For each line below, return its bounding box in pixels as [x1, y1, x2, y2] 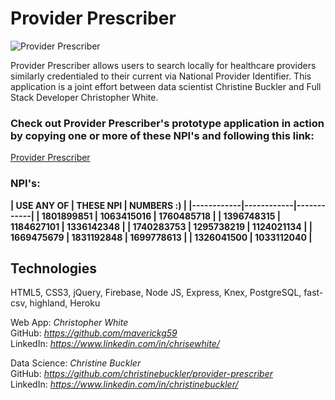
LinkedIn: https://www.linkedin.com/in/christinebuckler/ [10, 378, 239, 391]
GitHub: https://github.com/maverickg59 [10, 327, 178, 339]
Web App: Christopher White [10, 317, 129, 329]
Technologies [10, 260, 98, 277]
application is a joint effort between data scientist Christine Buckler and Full [10, 80, 322, 92]
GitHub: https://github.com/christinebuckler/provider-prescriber [10, 368, 273, 380]
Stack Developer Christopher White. [10, 91, 159, 103]
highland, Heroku [29, 297, 101, 309]
